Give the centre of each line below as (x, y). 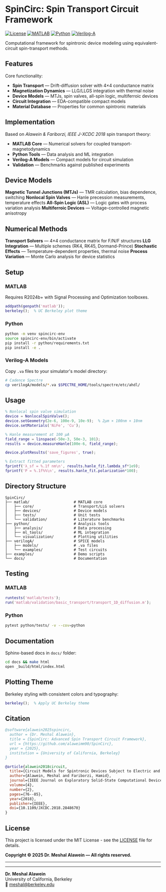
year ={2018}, (23, 799)
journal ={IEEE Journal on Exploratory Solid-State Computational (78, 780)
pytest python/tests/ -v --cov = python (45, 626)
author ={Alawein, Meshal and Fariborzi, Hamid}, (61, 776)
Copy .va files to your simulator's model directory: (56, 371)
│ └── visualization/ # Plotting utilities (62, 536)
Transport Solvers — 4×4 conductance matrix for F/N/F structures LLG (78, 241)
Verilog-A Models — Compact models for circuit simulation (73, 159)
